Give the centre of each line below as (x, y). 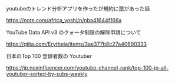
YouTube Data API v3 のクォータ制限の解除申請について (74, 32)
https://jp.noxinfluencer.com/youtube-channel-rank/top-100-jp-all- (87, 68)
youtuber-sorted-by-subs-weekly (47, 74)
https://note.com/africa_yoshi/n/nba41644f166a (64, 20)
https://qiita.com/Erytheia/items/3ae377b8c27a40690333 (77, 44)
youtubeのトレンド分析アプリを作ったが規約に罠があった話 (78, 8)
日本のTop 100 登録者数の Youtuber (49, 56)
